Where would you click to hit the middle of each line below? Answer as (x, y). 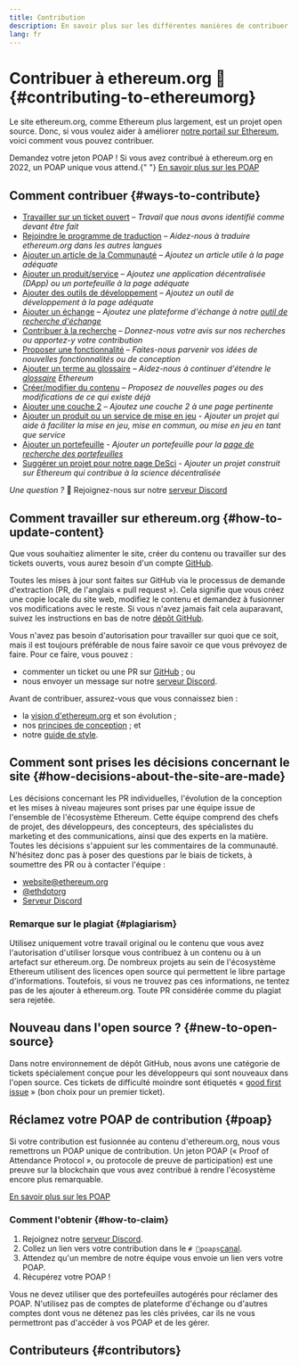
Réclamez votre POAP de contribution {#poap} (141, 1120)
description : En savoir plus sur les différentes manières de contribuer (149, 26)
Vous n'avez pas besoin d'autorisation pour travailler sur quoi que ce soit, (144, 635)
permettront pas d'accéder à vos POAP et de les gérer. (110, 1322)
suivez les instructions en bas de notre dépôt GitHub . (107, 618)
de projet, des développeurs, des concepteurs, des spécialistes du (131, 827)
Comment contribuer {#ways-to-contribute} (135, 196)
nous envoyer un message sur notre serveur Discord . (120, 681)
